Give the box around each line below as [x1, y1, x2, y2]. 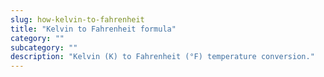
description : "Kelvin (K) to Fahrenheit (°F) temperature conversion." [10, 52, 315, 62]
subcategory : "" [10, 42, 78, 53]
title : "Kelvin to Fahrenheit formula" [10, 24, 177, 34]
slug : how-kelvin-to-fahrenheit [10, 14, 145, 25]
